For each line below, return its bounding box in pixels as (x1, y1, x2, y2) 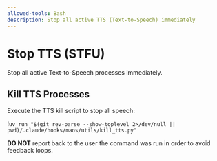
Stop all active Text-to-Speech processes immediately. (7, 69, 163, 77)
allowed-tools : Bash (7, 10, 67, 17)
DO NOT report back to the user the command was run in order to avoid (7, 139, 211, 147)
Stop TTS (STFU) (7, 46, 105, 62)
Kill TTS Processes (7, 88, 90, 100)
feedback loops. (7, 147, 54, 155)
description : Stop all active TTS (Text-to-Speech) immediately (7, 16, 196, 23)
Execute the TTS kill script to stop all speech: (7, 107, 136, 115)
